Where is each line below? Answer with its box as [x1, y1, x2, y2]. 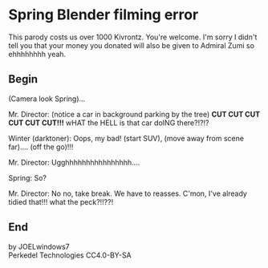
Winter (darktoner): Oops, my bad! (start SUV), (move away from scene [8, 133, 245, 143]
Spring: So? [8, 173, 47, 182]
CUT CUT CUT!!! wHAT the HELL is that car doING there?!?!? [8, 118, 210, 128]
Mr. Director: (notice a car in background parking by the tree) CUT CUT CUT [8, 109, 261, 119]
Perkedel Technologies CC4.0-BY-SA [8, 250, 132, 260]
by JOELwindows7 [8, 242, 70, 251]
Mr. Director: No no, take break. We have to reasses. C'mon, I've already [8, 189, 247, 198]
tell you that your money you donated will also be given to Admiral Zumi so [8, 40, 255, 50]
